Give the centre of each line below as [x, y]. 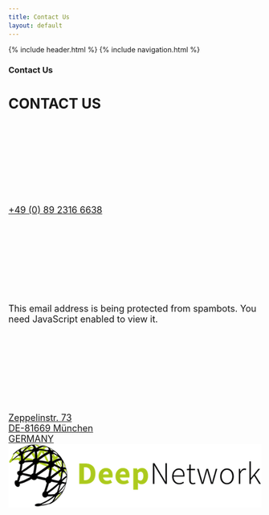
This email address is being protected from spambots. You [132, 308]
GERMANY [31, 439]
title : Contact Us [39, 17]
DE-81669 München [51, 428]
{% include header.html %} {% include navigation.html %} [104, 49]
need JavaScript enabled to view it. [83, 319]
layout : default [35, 25]
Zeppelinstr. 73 [40, 417]
